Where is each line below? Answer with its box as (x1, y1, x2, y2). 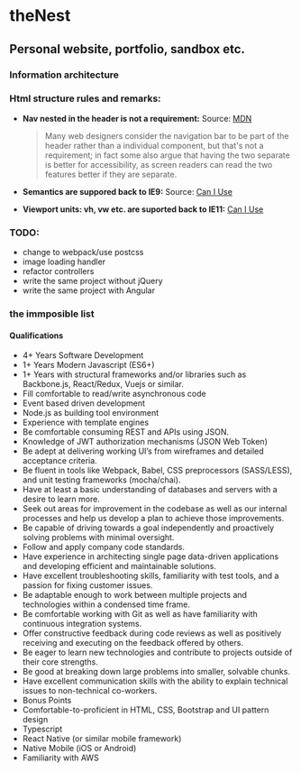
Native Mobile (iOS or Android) (22, 743, 137, 754)
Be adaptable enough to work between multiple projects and (22, 590, 248, 601)
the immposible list (9, 308, 95, 320)
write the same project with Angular (22, 285, 156, 296)
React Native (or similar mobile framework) (22, 733, 182, 744)
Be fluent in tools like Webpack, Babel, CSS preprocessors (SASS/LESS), (22, 465, 293, 476)
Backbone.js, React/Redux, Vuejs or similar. (22, 379, 185, 390)
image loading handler (22, 256, 106, 267)
